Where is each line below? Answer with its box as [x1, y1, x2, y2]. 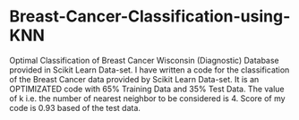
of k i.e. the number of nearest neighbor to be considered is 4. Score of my [9, 92, 286, 104]
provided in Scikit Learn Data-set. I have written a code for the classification [9, 64, 290, 75]
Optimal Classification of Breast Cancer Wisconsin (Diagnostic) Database [9, 55, 279, 65]
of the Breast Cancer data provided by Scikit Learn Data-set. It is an [9, 73, 260, 84]
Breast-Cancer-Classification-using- [9, 6, 291, 27]
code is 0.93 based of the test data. [9, 102, 141, 113]
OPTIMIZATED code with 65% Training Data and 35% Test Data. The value [9, 83, 285, 94]
